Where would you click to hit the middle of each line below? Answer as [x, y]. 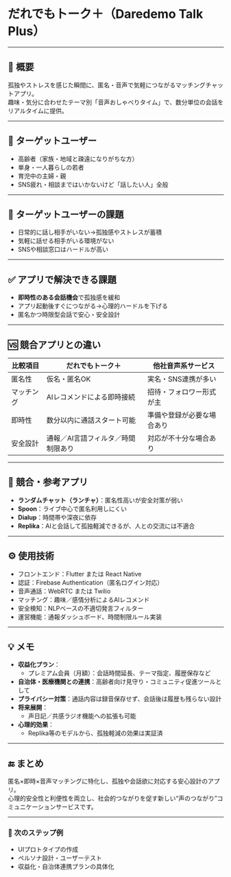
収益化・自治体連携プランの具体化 [66, 866]
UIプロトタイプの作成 [48, 849]
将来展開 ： [33, 708]
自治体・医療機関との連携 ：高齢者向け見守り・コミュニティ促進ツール [117, 682]
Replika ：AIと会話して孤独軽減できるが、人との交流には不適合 [106, 526]
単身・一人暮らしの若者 [51, 167]
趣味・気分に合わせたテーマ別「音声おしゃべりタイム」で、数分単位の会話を [116, 102]
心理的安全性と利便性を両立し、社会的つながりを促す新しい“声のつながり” [113, 798]
